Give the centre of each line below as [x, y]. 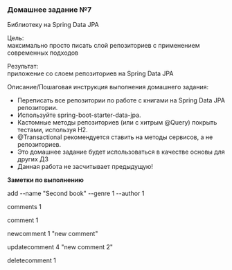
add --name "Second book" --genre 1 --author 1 [76, 193]
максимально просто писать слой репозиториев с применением [104, 46]
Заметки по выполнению [46, 180]
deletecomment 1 [32, 260]
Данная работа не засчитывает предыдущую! [85, 167]
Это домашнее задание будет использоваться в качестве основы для [121, 152]
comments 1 [24, 207]
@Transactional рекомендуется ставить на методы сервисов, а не [115, 137]
